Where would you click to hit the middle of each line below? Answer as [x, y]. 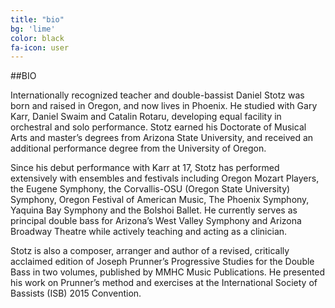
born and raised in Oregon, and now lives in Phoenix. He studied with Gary [164, 106]
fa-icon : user [40, 47]
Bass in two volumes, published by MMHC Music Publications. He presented [168, 272]
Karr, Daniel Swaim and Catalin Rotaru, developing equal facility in [146, 117]
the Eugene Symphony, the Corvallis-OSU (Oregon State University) [150, 189]
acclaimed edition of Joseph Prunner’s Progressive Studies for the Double [162, 262]
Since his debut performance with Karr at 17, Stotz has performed [145, 168]
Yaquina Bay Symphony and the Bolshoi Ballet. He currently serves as [154, 210]
